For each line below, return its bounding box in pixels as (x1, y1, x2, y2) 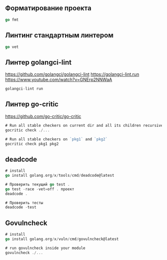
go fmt (5, 17, 19, 22)
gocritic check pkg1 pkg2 (5, 141, 59, 146)
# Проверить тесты (5, 200, 43, 205)
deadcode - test (5, 205, 37, 210)
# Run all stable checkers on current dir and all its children (5, 123, 141, 128)
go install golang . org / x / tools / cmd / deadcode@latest (5, 173, 114, 178)
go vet (5, 44, 19, 49)
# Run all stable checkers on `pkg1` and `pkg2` (5, 137, 108, 142)
